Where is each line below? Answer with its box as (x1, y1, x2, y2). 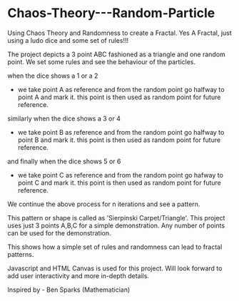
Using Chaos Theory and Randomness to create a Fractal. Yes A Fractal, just (7, 29, 232, 37)
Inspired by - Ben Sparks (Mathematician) (7, 285, 131, 294)
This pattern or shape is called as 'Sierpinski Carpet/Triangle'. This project (7, 213, 225, 222)
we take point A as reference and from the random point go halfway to (17, 85, 225, 93)
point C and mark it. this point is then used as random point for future (17, 178, 221, 187)
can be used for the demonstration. (7, 228, 111, 237)
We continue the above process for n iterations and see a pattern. (7, 200, 200, 208)
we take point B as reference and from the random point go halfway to (17, 128, 225, 136)
